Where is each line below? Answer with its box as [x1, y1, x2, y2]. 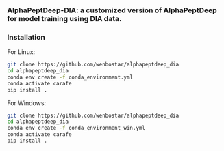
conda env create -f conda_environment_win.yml [7, 125, 146, 132]
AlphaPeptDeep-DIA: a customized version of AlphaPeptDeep [7, 5, 217, 15]
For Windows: [7, 98, 47, 107]
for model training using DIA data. [7, 14, 122, 23]
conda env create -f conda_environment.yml [7, 74, 134, 81]
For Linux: [7, 48, 36, 56]
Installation [7, 32, 46, 42]
